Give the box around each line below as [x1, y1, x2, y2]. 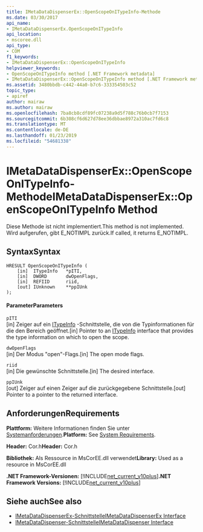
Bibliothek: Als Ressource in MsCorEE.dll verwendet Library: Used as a [6, 454, 183, 461]
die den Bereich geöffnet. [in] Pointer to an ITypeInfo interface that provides [6, 327, 194, 334]
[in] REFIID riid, [17, 279, 80, 285]
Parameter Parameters [6, 302, 63, 309]
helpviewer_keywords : [6, 65, 61, 71]
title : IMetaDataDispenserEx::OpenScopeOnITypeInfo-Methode [6, 8, 161, 15]
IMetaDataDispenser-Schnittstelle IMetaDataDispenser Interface [14, 519, 174, 526]
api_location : [6, 31, 42, 37]
